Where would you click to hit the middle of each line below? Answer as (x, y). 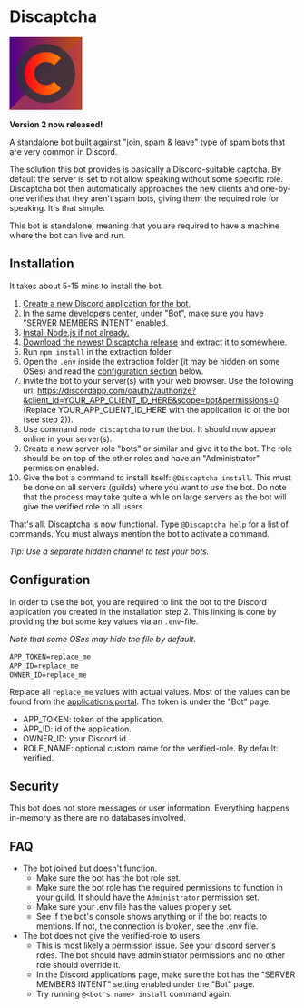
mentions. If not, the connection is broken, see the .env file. (147, 926)
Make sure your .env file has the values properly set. (134, 907)
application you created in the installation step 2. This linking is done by (143, 611)
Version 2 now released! (56, 124)
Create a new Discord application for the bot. (107, 303)
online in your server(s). (67, 438)
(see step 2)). (48, 419)
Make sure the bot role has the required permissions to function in (160, 888)
